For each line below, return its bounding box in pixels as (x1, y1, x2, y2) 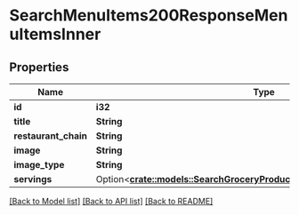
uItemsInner (9, 24, 101, 44)
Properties (9, 60, 69, 75)
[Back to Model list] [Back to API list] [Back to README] (9, 196, 214, 206)
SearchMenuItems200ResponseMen (9, 5, 288, 26)
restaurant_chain (13, 130, 87, 142)
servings (13, 173, 53, 185)
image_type (13, 159, 65, 171)
